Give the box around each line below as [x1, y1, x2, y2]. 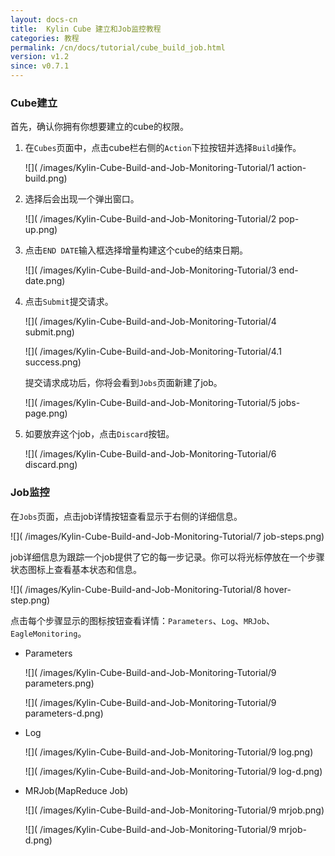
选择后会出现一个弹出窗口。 [24, 193, 140, 205]
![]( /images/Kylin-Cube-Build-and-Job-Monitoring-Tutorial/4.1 [24, 346, 282, 358]
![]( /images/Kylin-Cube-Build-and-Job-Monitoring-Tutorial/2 [24, 213, 277, 225]
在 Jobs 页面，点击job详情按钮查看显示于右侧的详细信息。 [10, 510, 243, 522]
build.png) [24, 172, 68, 185]
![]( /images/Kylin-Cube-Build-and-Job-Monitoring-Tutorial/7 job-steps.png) [10, 530, 325, 542]
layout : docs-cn [10, 14, 78, 25]
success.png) [24, 356, 82, 368]
